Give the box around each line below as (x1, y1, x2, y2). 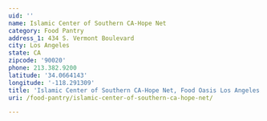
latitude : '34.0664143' (8, 71, 88, 79)
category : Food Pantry (8, 26, 84, 34)
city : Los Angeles (8, 42, 70, 50)
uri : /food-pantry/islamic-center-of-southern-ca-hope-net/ (8, 94, 214, 102)
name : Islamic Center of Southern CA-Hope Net (8, 19, 167, 27)
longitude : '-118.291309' (8, 79, 95, 87)
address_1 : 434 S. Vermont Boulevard (8, 34, 135, 42)
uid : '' (8, 11, 34, 20)
